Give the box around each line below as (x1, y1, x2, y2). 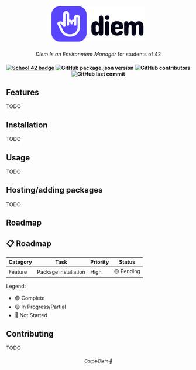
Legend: (6, 282, 26, 290)
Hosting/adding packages (6, 185, 103, 195)
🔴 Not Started (14, 312, 48, 319)
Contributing (6, 329, 54, 339)
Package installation (37, 268, 86, 275)
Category (8, 258, 32, 265)
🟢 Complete (14, 294, 45, 302)
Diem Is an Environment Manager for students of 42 (35, 51, 161, 58)
